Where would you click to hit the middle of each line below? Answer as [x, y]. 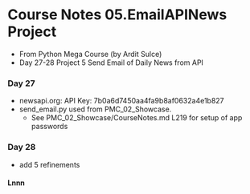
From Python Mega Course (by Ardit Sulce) [90, 54]
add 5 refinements [49, 164]
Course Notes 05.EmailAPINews [117, 15]
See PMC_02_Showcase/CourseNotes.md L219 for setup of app [137, 118]
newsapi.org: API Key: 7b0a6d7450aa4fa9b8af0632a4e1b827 [121, 101]
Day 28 [22, 148]
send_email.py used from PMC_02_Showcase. [95, 109]
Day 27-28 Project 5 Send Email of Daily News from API [111, 63]
